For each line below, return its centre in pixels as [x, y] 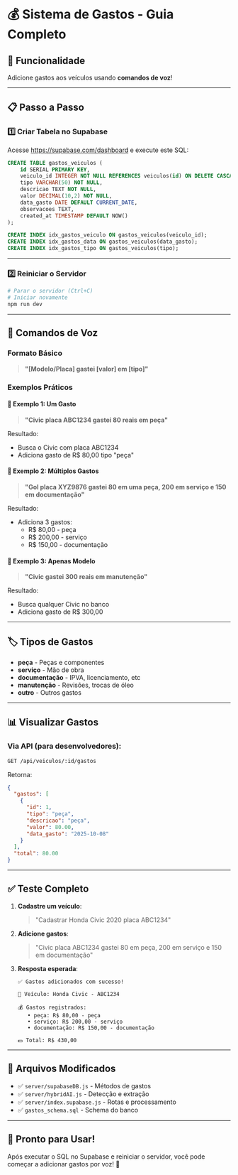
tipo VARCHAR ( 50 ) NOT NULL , [61, 183]
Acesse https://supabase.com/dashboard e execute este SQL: [98, 150]
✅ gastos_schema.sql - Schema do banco [78, 1110]
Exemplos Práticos [40, 387]
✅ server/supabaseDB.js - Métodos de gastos [84, 1085]
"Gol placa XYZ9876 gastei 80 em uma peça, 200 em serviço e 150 [125, 487]
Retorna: [20, 774]
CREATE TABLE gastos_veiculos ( [55, 163]
